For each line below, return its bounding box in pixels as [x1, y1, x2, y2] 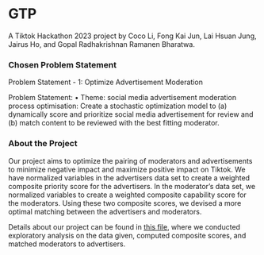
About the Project [8, 138, 78, 149]
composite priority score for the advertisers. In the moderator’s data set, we [8, 181, 256, 191]
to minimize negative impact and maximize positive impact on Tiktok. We [8, 164, 246, 174]
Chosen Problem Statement [8, 59, 117, 70]
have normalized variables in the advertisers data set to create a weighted [8, 172, 251, 183]
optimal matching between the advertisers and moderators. [8, 207, 202, 216]
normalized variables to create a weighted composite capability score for [8, 190, 247, 199]
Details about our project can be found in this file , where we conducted [8, 222, 240, 231]
